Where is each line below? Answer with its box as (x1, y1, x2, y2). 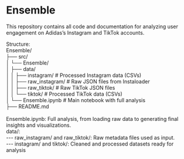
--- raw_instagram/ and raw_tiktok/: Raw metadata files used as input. (6, 134, 175, 141)
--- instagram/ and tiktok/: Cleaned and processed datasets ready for (6, 140, 174, 147)
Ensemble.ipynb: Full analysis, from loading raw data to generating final (6, 115, 179, 122)
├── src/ (6, 53, 28, 60)
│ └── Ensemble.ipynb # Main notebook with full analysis (6, 96, 145, 103)
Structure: (6, 40, 30, 48)
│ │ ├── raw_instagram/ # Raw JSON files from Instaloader (6, 77, 151, 85)
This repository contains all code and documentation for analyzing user (6, 23, 179, 30)
